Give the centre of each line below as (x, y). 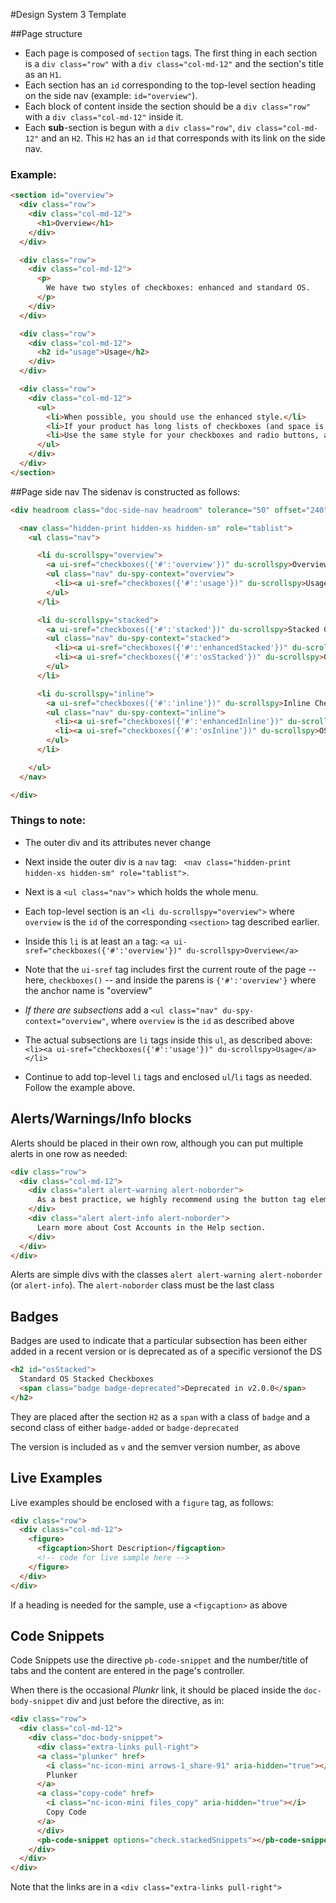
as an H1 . (43, 74)
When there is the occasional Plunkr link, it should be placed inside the (156, 1690)
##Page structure (46, 33)
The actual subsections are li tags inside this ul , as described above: (168, 1040)
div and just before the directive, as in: (145, 1701)
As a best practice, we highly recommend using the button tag (171, 1200)
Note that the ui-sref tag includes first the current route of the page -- (170, 969)
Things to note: (48, 821)
